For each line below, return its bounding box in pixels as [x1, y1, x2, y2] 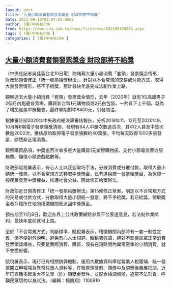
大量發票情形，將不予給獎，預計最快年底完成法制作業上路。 [5, 83, 130, 89]
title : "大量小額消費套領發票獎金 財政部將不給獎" [5, 12, 100, 17]
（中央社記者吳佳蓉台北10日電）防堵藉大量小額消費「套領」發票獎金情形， [5, 70, 162, 76]
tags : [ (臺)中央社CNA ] [5, 31, 55, 36]
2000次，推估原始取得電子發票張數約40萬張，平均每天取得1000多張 [14, 130, 158, 136]
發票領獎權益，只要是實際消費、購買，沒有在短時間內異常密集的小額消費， [5, 241, 161, 247]
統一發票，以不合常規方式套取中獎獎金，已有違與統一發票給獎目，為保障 [9, 171, 161, 177]
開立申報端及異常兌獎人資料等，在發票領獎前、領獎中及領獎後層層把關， [9, 265, 161, 271]
